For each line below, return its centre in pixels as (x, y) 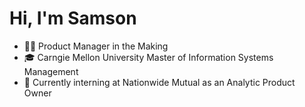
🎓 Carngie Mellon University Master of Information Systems (148, 57)
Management (51, 71)
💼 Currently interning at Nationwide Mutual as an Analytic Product (159, 82)
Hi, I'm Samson (73, 18)
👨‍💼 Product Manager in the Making (96, 46)
